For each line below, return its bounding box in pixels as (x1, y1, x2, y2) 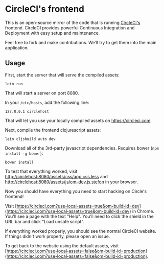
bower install (5, 160, 34, 165)
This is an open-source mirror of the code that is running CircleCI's (5, 20, 141, 25)
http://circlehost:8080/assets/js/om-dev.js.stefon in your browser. (5, 179, 138, 185)
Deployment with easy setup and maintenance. (5, 30, 100, 36)
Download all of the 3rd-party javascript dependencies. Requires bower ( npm (5, 145, 159, 151)
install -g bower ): (5, 150, 43, 156)
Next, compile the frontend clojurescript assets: (5, 127, 101, 133)
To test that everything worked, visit (5, 168, 78, 174)
